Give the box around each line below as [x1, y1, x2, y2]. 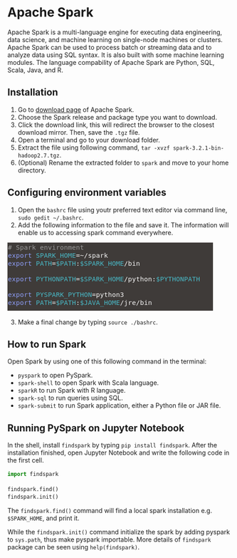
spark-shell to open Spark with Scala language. [17, 378, 159, 387]
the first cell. [7, 456, 44, 465]
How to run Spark [7, 338, 87, 350]
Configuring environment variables [7, 187, 167, 199]
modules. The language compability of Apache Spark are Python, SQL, [7, 58, 215, 66]
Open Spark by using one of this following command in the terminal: [7, 357, 207, 366]
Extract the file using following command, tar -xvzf [17, 143, 170, 152]
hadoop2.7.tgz [17, 152, 60, 159]
